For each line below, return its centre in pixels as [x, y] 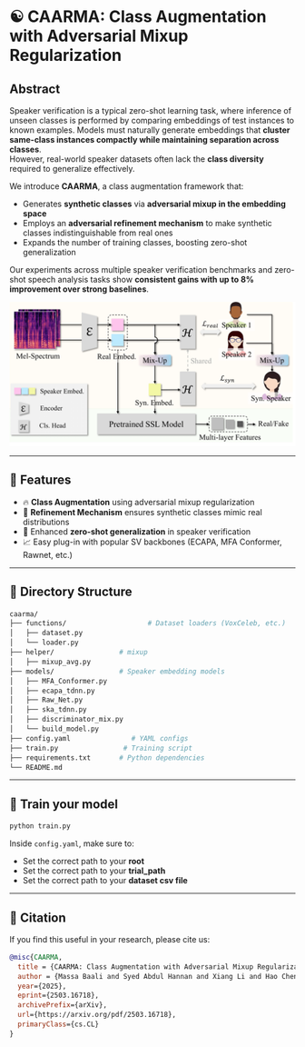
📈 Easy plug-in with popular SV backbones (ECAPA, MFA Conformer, [152, 542]
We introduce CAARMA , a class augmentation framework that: [127, 186]
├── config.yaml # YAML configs [99, 738]
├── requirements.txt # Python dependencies [107, 758]
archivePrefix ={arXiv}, [62, 1005]
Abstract [35, 89]
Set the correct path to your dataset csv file [105, 881]
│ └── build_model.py [54, 729]
